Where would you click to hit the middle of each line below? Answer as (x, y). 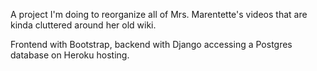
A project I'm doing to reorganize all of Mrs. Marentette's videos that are (159, 14)
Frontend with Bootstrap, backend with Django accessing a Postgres (151, 44)
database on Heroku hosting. (70, 55)
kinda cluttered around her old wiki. (83, 25)
